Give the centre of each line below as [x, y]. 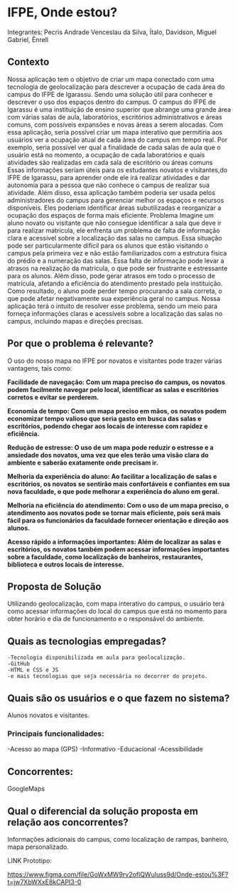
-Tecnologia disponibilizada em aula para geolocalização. [97, 658]
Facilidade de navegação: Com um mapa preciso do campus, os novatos [116, 382]
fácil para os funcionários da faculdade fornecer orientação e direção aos [118, 520]
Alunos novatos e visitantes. [49, 715]
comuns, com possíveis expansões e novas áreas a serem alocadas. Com [115, 125]
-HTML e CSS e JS [33, 670]
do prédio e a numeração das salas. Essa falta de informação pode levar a [116, 260]
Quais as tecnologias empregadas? [87, 641]
